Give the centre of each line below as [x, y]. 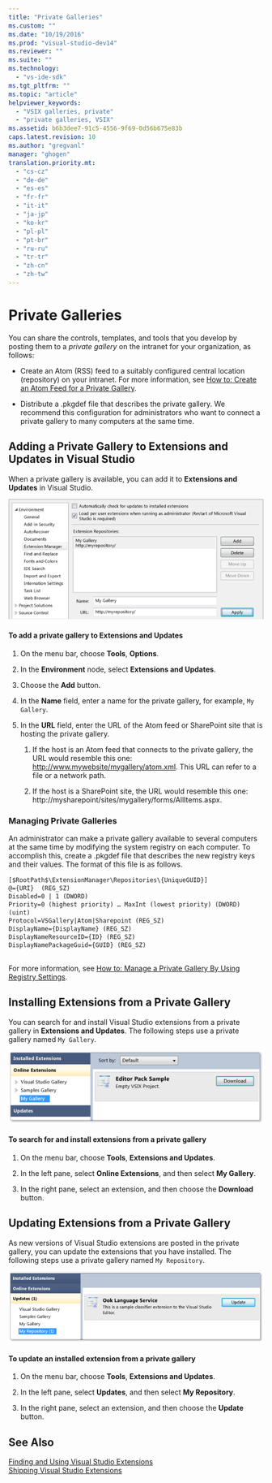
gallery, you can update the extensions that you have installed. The [120, 1252]
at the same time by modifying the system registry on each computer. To [130, 847]
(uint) [19, 912]
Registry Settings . [38, 977]
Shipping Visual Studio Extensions [66, 1471]
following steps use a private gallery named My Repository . [106, 1260]
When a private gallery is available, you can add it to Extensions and [123, 478]
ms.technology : [34, 69]
